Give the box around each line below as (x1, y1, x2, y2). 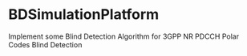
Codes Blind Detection (8, 39, 83, 49)
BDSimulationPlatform (8, 6, 160, 24)
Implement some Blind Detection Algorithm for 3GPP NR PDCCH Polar (8, 32, 239, 41)
